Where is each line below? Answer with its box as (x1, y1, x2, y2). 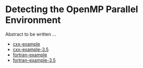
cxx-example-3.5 (12, 46, 49, 52)
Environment (5, 14, 61, 26)
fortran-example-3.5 (12, 57, 56, 63)
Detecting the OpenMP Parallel (5, 4, 138, 15)
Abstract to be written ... (5, 31, 57, 37)
